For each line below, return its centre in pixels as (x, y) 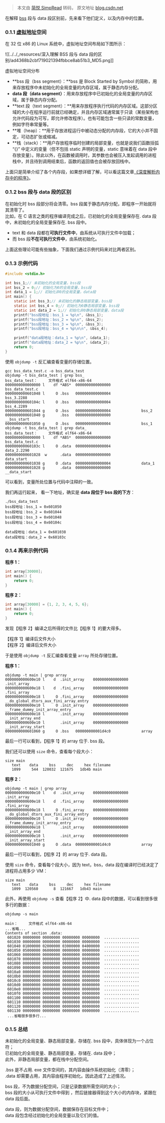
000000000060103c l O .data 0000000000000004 (58, 446)
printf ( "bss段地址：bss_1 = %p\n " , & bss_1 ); (59, 315)
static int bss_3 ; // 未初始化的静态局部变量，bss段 (63, 301)
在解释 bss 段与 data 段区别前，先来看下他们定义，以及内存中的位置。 (76, 18)
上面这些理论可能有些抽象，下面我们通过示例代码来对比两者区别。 (72, 249)
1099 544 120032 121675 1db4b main (57, 769)
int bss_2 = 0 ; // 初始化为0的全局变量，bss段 (48, 288)
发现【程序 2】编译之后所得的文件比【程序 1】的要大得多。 (65, 628)
